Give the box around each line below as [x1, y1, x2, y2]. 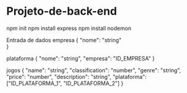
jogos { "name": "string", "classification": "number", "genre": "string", [6, 66, 181, 74]
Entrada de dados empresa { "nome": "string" [6, 36, 122, 43]
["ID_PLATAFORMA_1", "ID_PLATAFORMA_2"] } [6, 80, 124, 87]
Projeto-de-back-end [6, 4, 118, 18]
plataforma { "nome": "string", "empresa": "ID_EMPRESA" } [6, 54, 155, 62]
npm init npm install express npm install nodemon [6, 24, 132, 32]
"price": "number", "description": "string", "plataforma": [6, 73, 147, 80]
